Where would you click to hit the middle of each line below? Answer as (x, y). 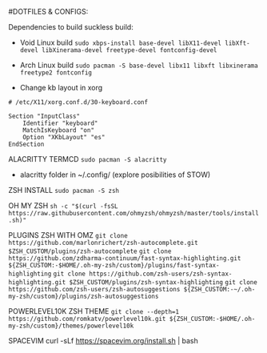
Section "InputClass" (44, 116)
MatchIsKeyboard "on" (58, 130)
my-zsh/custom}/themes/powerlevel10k (71, 326)
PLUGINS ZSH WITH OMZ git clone (68, 235)
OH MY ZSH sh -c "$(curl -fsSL (63, 206)
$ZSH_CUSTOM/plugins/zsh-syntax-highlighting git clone (163, 283)
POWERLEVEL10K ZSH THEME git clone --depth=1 (94, 311)
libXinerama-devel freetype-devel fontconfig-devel (129, 50)
